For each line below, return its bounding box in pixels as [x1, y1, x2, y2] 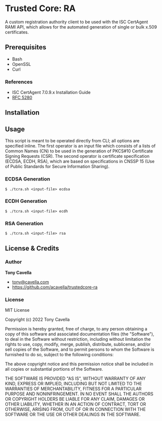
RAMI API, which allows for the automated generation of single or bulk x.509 [5, 24, 157, 30]
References [5, 78, 33, 85]
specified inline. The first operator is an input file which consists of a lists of [5, 143, 156, 149]
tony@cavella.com [12, 279, 49, 285]
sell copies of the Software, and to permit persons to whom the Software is [5, 346, 155, 352]
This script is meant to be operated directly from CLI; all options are [5, 138, 140, 144]
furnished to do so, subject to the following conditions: [5, 352, 114, 358]
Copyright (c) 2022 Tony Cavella [5, 316, 70, 322]
